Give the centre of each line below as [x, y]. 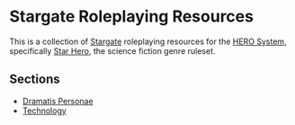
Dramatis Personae [58, 101]
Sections [35, 80]
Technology [45, 111]
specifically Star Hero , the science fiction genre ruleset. [112, 50]
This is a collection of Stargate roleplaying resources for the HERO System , [148, 41]
